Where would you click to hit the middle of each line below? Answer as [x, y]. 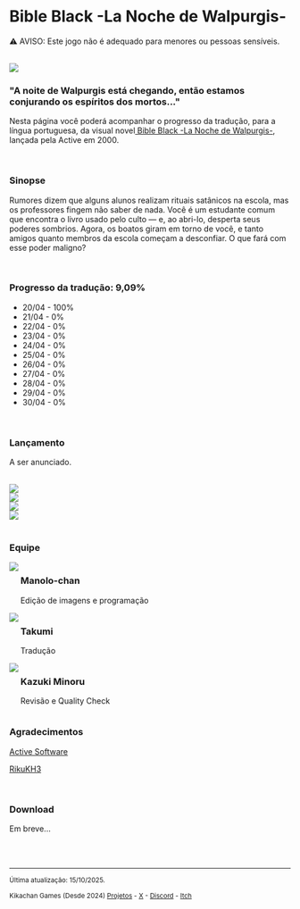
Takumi [37, 631]
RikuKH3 [25, 769]
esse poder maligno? [48, 247]
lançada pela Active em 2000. [64, 140]
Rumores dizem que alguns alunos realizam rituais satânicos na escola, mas [149, 200]
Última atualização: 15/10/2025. [57, 880]
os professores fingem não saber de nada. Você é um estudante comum [142, 209]
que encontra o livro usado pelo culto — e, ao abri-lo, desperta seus [135, 219]
